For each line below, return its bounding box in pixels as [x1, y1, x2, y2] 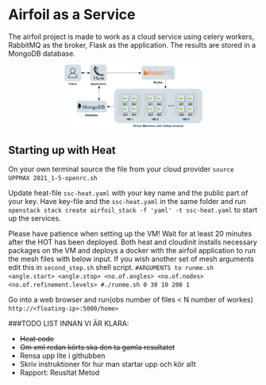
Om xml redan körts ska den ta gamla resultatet [19, 342, 175, 352]
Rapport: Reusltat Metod [19, 368, 100, 377]
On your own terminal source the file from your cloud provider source [8, 164, 234, 174]
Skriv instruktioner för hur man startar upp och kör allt [19, 359, 196, 368]
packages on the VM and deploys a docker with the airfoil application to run [8, 245, 256, 255]
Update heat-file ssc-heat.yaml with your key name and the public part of [8, 188, 249, 198]
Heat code [19, 333, 55, 343]
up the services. [8, 213, 61, 223]
